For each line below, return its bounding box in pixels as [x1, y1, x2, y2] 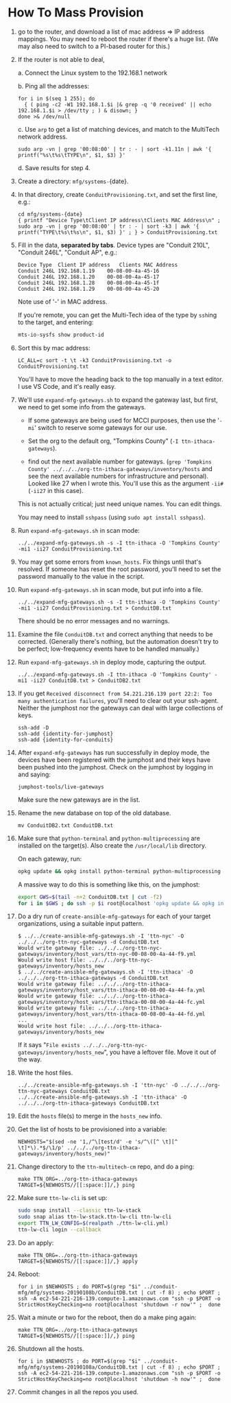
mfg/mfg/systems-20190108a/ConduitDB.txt [17, 1363, 138, 1371]
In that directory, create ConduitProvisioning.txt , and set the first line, [17, 190, 218, 198]
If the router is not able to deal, [17, 55, 105, 63]
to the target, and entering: [17, 317, 94, 326]
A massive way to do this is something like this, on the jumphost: [17, 880, 201, 889]
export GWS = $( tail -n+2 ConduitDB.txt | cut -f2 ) [17, 894, 163, 900]
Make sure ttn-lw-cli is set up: [17, 1194, 108, 1202]
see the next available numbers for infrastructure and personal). [27, 472, 208, 480]
